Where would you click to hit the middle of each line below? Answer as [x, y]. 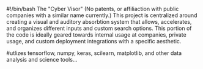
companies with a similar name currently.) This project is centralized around [102, 15]
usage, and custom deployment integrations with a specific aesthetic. [94, 41]
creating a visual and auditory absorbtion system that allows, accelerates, [99, 22]
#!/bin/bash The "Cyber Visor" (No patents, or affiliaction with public [93, 9]
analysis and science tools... [42, 60]
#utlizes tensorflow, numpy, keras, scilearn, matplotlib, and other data [94, 53]
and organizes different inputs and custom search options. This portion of [99, 28]
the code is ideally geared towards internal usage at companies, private [96, 35]
